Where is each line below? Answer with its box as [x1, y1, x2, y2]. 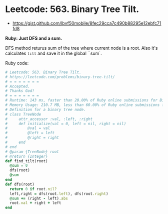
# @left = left [5, 131, 55, 136]
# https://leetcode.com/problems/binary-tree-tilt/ [5, 74, 115, 79]
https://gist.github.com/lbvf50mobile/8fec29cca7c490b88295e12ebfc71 [12, 20, 161, 26]
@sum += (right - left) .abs [9, 196, 68, 201]
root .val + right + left [9, 200, 61, 205]
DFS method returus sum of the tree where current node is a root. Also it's [5, 45, 158, 51]
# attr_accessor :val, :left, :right [5, 117, 93, 122]
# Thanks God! [5, 88, 35, 93]
